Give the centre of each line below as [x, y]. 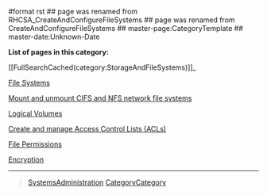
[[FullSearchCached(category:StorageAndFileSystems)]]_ [102, 67]
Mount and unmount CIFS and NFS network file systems [100, 98]
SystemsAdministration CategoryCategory [97, 182]
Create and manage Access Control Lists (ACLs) [87, 129]
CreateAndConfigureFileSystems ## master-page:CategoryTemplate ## [126, 28]
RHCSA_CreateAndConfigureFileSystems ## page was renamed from [122, 20]
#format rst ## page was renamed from [73, 11]
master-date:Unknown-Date [54, 36]
